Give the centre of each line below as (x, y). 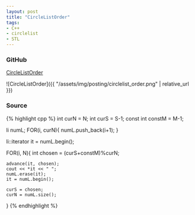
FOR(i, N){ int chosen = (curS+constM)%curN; (63, 153)
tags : (13, 22)
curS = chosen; (25, 190)
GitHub (17, 60)
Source (17, 106)
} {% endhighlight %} (32, 206)
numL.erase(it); (26, 174)
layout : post (22, 12)
